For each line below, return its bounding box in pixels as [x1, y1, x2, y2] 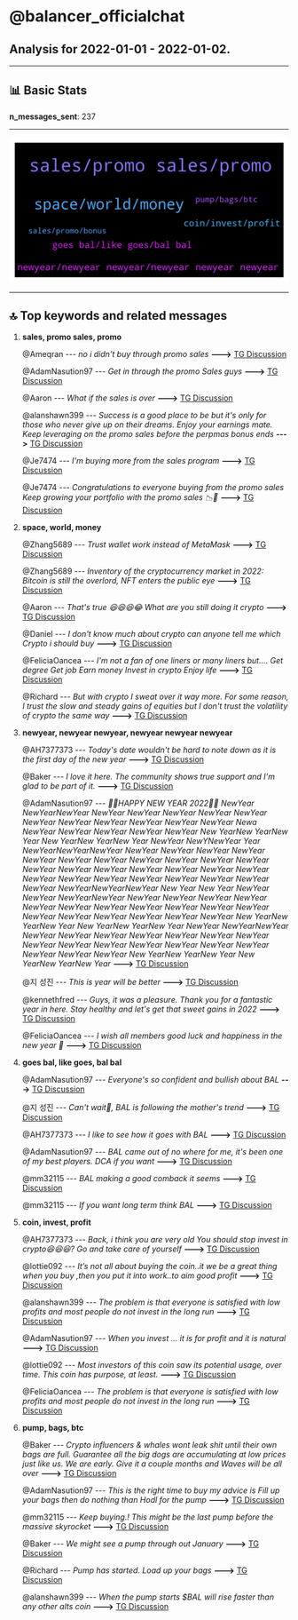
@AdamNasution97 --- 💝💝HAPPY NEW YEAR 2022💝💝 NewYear [21, 798, 255, 809]
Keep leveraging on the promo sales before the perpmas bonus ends [21, 429, 275, 440]
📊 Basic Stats [9, 83, 87, 99]
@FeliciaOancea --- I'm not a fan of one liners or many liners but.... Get [21, 655, 284, 666]
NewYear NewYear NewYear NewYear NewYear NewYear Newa [21, 817, 257, 828]
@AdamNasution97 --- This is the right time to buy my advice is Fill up [21, 1485, 280, 1496]
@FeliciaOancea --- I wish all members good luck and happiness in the [21, 1030, 283, 1041]
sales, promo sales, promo [21, 331, 122, 343]
